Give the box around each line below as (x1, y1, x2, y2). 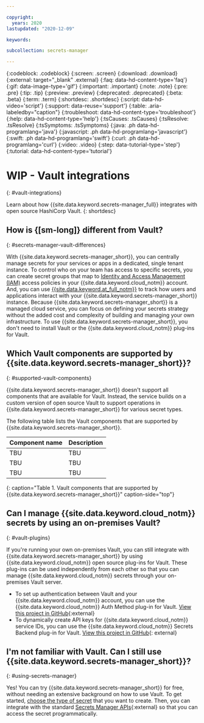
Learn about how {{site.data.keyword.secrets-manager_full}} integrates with (6, 201, 198, 208)
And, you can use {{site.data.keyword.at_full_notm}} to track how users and (6, 285, 196, 293)
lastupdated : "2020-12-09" (6, 26, 75, 32)
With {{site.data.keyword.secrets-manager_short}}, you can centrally (6, 253, 180, 260)
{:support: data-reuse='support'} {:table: (44, 102, 147, 110)
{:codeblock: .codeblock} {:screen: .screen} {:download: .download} (6, 70, 178, 77)
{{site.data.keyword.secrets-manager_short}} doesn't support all (6, 386, 169, 394)
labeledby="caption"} (6, 109, 60, 116)
